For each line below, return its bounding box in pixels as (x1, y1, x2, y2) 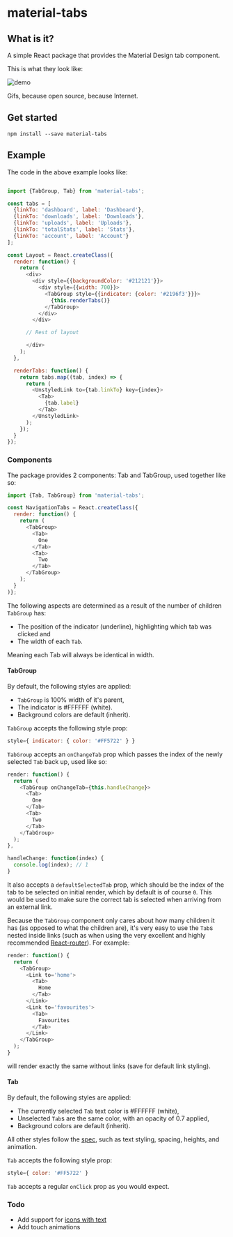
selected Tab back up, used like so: (7, 757, 108, 765)
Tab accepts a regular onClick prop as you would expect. (7, 1182, 170, 1190)
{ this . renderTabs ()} (51, 297, 111, 304)
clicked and (17, 629, 51, 638)
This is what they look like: (7, 65, 83, 73)
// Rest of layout (25, 329, 79, 336)
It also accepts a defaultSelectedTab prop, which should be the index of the (7, 880, 225, 889)
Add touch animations (17, 1223, 81, 1231)
